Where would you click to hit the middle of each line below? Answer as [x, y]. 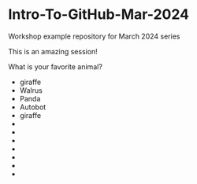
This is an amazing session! [53, 51]
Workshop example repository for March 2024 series [94, 36]
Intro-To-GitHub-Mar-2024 [99, 15]
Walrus [31, 90]
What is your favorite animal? [55, 66]
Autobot [33, 107]
